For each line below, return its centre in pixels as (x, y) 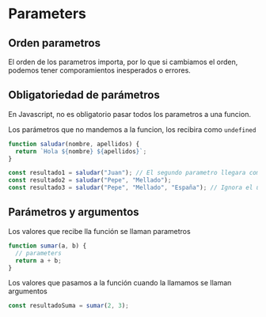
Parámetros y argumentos (74, 212)
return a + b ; (38, 260)
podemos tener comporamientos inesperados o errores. (100, 70)
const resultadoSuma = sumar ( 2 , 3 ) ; (68, 306)
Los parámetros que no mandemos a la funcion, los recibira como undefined (132, 129)
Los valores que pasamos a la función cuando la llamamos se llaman (120, 283)
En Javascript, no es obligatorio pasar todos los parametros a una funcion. (130, 114)
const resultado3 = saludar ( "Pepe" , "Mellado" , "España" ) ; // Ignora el (131, 188)
